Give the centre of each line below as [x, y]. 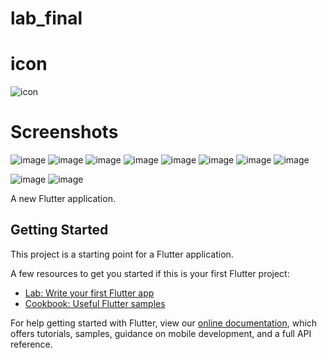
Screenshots [64, 132]
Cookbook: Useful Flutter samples [95, 303]
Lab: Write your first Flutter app [89, 293]
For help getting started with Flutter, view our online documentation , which [164, 323]
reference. [31, 344]
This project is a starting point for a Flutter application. [122, 254]
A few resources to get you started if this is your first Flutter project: [150, 273]
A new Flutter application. [63, 199]
